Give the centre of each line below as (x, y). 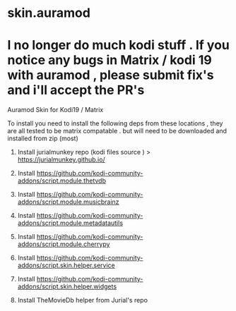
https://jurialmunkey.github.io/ (61, 159)
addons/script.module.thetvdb (61, 181)
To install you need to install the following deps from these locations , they (115, 123)
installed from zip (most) (43, 138)
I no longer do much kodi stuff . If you (118, 45)
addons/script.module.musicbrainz (68, 202)
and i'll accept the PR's (76, 90)
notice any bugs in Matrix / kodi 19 (110, 60)
